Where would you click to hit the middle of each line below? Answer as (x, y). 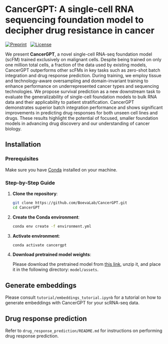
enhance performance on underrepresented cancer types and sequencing (82, 86)
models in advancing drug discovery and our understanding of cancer (77, 123)
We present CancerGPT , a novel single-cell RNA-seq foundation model (79, 54)
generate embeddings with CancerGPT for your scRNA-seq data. (72, 303)
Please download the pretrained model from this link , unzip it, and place (87, 264)
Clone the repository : (35, 194)
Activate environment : (36, 236)
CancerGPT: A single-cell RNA (70, 9)
